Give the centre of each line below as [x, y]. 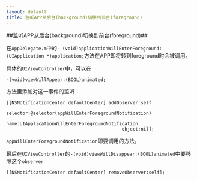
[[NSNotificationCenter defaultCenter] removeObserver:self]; [86, 172]
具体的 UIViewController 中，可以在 [49, 68]
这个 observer [27, 161]
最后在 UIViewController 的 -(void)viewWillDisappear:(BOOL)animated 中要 [96, 153]
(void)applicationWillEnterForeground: [112, 49]
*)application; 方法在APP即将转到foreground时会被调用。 [119, 55]
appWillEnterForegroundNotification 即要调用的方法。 [73, 141]
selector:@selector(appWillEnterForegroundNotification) [79, 113]
